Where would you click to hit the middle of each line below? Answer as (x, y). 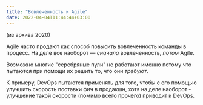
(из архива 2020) (28, 34)
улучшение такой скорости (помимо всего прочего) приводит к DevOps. (101, 95)
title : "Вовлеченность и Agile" (47, 12)
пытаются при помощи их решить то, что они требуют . (77, 71)
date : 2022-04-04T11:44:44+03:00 (48, 17)
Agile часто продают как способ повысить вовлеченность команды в (96, 46)
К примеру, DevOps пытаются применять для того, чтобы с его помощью (101, 83)
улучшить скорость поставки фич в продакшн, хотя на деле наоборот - (99, 89)
